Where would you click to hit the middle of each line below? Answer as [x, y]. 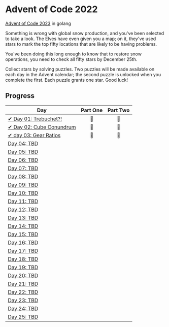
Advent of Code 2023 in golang [38, 23]
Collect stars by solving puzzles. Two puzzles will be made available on [80, 69]
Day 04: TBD [23, 143]
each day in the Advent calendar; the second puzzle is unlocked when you [83, 74]
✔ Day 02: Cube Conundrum [42, 127]
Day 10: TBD [23, 193]
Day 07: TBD [23, 168]
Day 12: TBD [23, 209]
